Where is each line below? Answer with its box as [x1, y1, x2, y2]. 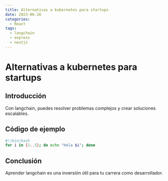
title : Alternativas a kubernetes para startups [5, 7, 109, 12]
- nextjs [10, 40, 28, 45]
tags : [5, 26, 17, 31]
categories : [5, 16, 30, 21]
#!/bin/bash [5, 138, 30, 143]
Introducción [5, 92, 47, 100]
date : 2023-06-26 [5, 12, 42, 17]
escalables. [5, 110, 29, 116]
